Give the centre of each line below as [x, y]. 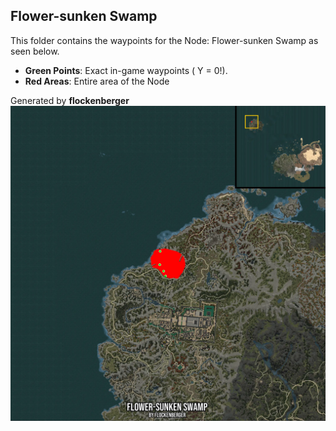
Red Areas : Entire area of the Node [97, 81]
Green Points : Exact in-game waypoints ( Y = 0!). [126, 70]
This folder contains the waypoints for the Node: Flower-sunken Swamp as [164, 40]
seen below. [35, 51]
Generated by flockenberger [70, 100]
